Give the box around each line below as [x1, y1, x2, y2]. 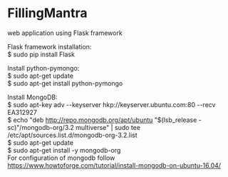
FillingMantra [7, 5, 88, 21]
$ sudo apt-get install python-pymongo [7, 79, 123, 87]
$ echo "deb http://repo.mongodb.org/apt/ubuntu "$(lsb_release [7, 116, 197, 124]
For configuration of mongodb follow [7, 153, 115, 162]
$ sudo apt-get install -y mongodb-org [7, 146, 121, 154]
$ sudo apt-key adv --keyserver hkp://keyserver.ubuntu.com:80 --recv [7, 100, 216, 108]
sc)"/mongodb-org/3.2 [7, 123, 75, 131]
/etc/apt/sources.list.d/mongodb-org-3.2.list [7, 131, 138, 139]
